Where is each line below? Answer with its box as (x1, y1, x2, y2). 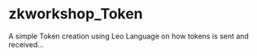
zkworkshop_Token (8, 5, 144, 23)
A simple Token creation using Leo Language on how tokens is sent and (8, 31, 250, 41)
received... (8, 39, 45, 49)
